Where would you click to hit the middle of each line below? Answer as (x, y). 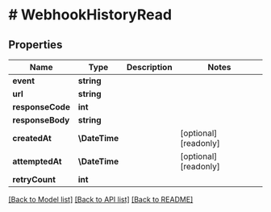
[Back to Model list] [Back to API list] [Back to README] (101, 200)
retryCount (34, 179)
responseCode (42, 107)
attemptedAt (37, 161)
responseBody (41, 120)
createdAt (32, 138)
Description (149, 67)
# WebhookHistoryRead (90, 15)
